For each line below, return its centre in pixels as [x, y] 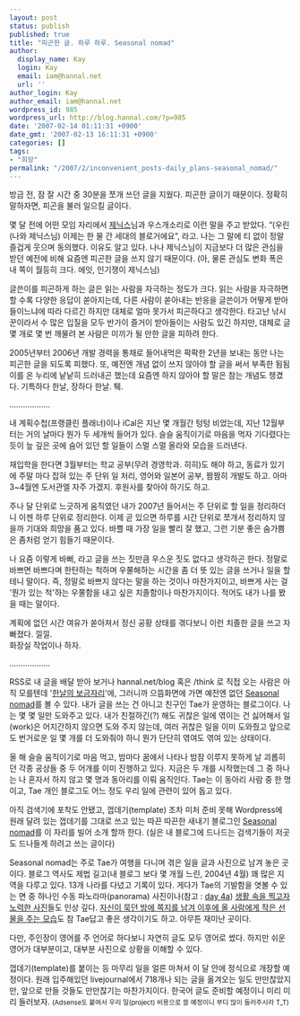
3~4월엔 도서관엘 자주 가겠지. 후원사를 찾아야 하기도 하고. [110, 487]
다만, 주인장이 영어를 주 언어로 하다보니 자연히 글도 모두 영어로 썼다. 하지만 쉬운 [148, 938]
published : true [39, 34]
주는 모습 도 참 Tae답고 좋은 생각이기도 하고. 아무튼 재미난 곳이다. [139, 919]
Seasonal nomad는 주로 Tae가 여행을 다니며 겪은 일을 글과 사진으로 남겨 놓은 [145, 862]
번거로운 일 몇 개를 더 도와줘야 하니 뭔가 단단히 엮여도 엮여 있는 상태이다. [145, 738]
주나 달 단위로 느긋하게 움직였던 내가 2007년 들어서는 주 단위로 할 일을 [132, 506]
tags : [19, 151]
